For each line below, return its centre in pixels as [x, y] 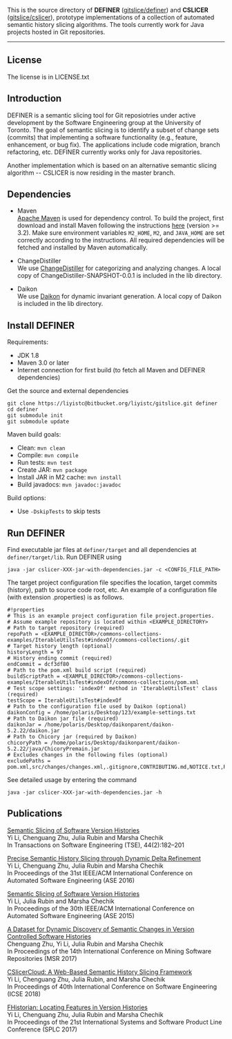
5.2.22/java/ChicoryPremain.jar [54, 749]
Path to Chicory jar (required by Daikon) [75, 737]
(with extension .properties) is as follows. [66, 598]
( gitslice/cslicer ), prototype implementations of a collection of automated [111, 17]
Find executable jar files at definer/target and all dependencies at [102, 550]
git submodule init [35, 416]
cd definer [23, 410]
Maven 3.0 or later [43, 363]
